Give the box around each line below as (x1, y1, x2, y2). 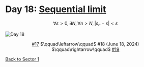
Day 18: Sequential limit (5, 4, 106, 15)
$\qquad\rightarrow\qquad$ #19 (51, 46, 120, 52)
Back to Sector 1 (5, 56, 40, 62)
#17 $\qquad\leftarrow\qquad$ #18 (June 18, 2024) (32, 41, 139, 47)
